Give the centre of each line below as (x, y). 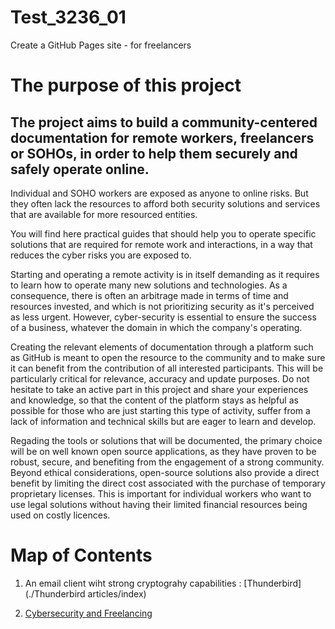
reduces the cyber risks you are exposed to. (101, 255)
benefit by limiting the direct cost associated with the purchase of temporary (168, 483)
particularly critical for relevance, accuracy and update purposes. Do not (160, 378)
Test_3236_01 (68, 17)
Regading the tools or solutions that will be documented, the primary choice (166, 440)
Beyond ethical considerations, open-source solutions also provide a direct (165, 472)
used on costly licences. (60, 515)
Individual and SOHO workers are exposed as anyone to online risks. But (159, 193)
